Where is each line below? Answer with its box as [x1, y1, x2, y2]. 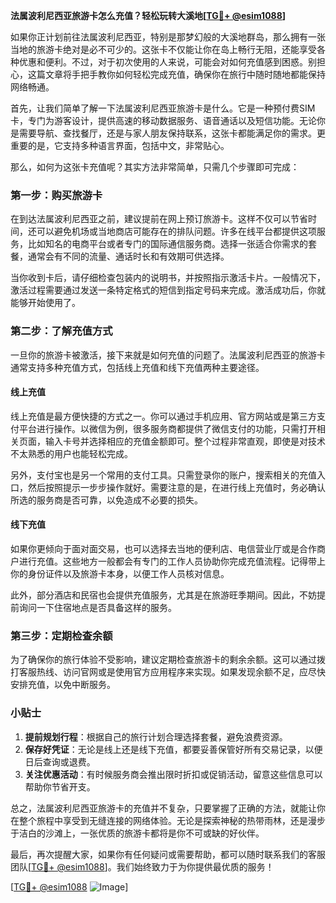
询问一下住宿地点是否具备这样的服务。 [18, 602, 177, 613]
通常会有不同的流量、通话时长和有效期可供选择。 [27, 250, 230, 263]
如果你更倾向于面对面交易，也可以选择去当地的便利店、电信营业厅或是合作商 [10, 543, 326, 554]
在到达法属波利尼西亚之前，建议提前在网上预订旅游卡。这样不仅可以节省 [10, 213, 308, 225]
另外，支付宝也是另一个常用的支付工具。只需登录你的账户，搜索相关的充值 [10, 469, 317, 481]
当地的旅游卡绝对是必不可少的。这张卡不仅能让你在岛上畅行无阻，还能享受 [10, 44, 317, 55]
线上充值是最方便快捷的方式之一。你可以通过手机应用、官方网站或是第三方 [10, 410, 317, 422]
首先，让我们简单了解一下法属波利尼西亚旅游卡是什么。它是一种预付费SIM [10, 102, 316, 114]
